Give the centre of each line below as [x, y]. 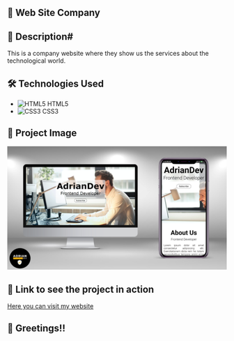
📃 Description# [40, 37]
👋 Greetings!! [37, 328]
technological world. [37, 61]
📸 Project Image [42, 133]
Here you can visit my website [50, 306]
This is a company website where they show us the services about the [108, 54]
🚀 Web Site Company [54, 13]
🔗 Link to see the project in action [81, 289]
